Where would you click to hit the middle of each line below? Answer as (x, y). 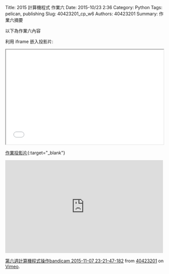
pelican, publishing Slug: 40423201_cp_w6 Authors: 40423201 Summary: (81, 14)
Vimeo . (13, 266)
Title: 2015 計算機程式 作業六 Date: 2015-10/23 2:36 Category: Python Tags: (84, 7)
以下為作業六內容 (23, 31)
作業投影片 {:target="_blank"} (35, 153)
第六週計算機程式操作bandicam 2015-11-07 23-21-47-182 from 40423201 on (84, 261)
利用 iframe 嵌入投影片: (30, 41)
